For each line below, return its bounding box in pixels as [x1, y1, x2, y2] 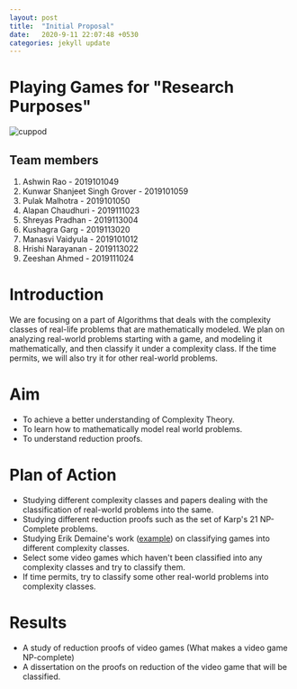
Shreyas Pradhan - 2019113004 [22, 215, 139, 225]
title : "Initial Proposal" [9, 22, 115, 31]
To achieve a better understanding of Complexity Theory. [22, 414, 236, 425]
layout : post [9, 13, 58, 23]
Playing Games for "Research [9, 78, 234, 97]
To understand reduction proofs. [22, 433, 143, 444]
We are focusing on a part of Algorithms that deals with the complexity [9, 314, 272, 325]
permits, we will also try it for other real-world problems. [9, 353, 219, 363]
